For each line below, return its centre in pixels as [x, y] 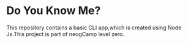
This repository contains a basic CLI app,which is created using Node [94, 28]
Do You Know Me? [54, 11]
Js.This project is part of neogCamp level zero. [65, 34]
